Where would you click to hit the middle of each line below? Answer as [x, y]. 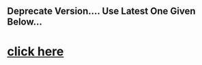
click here [35, 51]
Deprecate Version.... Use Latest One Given [101, 11]
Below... [25, 22]
